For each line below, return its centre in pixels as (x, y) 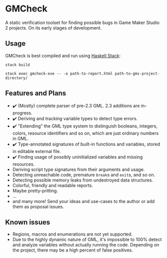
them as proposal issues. (38, 206)
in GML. (20, 138)
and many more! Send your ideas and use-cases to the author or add (83, 201)
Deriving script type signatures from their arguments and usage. (78, 169)
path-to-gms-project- (137, 73)
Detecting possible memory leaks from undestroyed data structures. (83, 180)
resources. (23, 164)
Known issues (28, 222)
